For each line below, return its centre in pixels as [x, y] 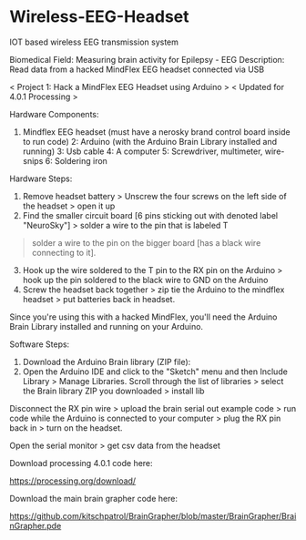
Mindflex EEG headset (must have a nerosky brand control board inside [156, 132]
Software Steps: [40, 344]
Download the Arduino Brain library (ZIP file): [107, 362]
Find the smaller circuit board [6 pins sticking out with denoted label [150, 215]
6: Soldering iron [76, 160]
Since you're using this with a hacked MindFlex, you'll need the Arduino [143, 317]
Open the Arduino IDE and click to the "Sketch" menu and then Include [155, 372]
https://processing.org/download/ [73, 481]
